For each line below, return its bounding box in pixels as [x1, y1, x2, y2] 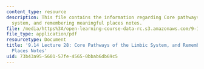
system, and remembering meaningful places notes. [12, 20, 143, 26]
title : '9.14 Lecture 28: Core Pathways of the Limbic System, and [6, 43, 181, 49]
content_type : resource [6, 8, 67, 15]
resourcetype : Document [6, 37, 67, 43]
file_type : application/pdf [6, 31, 78, 37]
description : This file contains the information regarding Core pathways [6, 14, 200, 20]
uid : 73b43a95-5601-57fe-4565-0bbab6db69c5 [6, 53, 118, 59]
